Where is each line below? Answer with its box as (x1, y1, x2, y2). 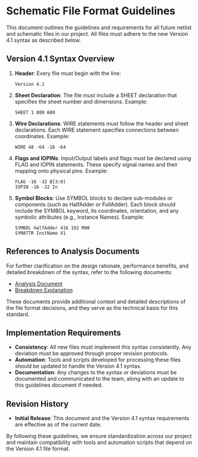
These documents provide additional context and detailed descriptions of (6, 298, 186, 305)
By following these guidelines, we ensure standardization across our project (6, 433, 192, 440)
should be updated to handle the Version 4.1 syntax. (14, 362, 142, 370)
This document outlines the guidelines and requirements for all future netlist (6, 24, 192, 31)
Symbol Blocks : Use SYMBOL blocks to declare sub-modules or (14, 194, 173, 201)
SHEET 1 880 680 (14, 109, 55, 116)
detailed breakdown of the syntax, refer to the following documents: (6, 268, 172, 275)
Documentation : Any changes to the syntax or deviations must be (14, 369, 177, 376)
